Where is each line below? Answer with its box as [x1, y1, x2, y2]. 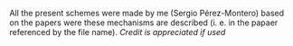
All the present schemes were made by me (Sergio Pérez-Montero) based [9, 8, 285, 18]
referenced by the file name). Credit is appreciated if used [9, 27, 226, 37]
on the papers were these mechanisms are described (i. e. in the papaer [9, 17, 279, 28]
